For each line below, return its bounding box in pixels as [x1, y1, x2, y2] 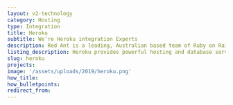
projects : [7, 61, 36, 68]
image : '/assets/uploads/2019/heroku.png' [7, 68, 132, 75]
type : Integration [7, 23, 60, 30]
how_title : [7, 74, 39, 82]
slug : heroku [7, 55, 45, 62]
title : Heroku [7, 29, 49, 37]
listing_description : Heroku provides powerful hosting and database [7, 49, 213, 56]
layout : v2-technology [7, 10, 73, 17]
